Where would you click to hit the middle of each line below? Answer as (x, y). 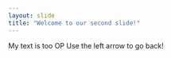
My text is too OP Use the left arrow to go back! (86, 45)
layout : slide (32, 15)
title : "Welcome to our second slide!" (74, 23)
